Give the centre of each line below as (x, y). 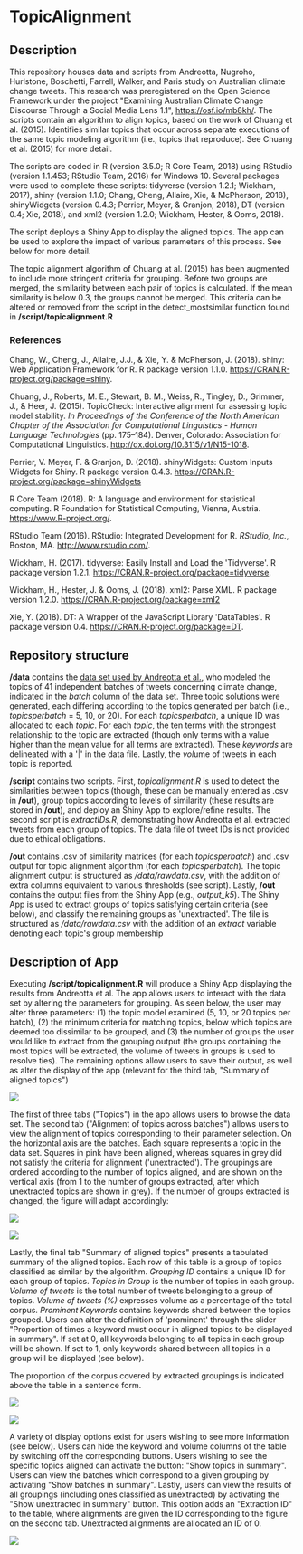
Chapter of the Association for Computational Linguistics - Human (133, 425)
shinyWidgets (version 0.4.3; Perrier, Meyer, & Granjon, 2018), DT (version (147, 205)
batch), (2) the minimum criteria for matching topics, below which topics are (151, 1022)
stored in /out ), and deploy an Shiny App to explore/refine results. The (140, 810)
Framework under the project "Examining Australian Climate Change (137, 100)
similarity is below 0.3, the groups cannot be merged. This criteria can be (146, 297)
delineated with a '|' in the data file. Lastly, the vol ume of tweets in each (143, 754)
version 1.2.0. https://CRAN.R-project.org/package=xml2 (114, 600)
